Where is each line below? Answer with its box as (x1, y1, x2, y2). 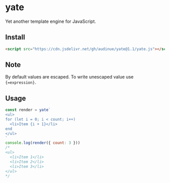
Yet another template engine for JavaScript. (5, 18, 96, 24)
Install (5, 33, 25, 42)
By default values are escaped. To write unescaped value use (5, 74, 134, 80)
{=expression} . (5, 79, 36, 85)
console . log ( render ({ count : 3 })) (5, 140, 80, 145)
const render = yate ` (5, 107, 51, 113)
